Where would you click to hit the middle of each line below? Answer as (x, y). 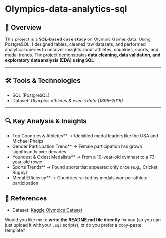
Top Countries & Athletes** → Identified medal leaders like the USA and (85, 136)
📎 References (26, 198)
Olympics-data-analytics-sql (66, 9)
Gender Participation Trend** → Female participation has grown (77, 146)
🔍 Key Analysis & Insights (46, 121)
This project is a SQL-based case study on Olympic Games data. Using (78, 39)
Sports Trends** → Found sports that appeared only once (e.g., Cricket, (85, 167)
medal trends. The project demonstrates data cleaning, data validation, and (83, 55)
